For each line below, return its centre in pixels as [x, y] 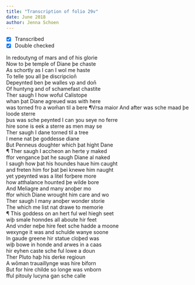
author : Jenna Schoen [33, 22]
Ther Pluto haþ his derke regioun [46, 257]
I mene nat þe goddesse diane [43, 138]
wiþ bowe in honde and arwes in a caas [54, 245]
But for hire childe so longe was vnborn [54, 269]
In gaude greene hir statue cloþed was [53, 238]
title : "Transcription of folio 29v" [52, 11]
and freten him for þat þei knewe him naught [60, 169]
